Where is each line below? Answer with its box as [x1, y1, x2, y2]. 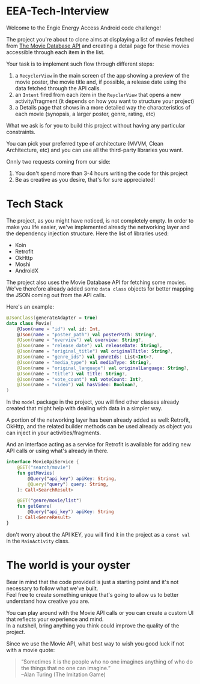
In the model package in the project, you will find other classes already [6, 398, 180, 405]
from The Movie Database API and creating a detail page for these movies [6, 42, 189, 49]
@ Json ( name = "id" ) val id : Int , [17, 326, 101, 332]
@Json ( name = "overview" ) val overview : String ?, [17, 337, 144, 344]
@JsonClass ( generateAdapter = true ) [6, 315, 98, 321]
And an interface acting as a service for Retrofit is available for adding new [6, 441, 191, 448]
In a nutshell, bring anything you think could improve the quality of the [6, 621, 180, 629]
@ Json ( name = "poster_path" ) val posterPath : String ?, [17, 331, 157, 337]
